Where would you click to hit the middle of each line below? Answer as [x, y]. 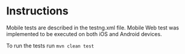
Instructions [37, 11]
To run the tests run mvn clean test [50, 46]
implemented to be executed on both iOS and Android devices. [84, 34]
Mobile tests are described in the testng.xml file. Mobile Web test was [93, 28]
